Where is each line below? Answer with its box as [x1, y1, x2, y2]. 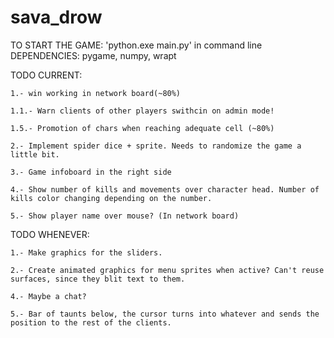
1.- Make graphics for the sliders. [10, 247, 163, 258]
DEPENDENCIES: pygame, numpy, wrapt [10, 49, 177, 61]
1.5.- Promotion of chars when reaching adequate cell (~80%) [10, 123, 275, 133]
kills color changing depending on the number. [10, 193, 213, 203]
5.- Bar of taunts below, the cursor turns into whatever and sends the [10, 309, 320, 319]
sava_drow [10, 6, 103, 29]
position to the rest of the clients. [10, 317, 172, 328]
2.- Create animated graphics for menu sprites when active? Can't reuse [10, 265, 325, 275]
